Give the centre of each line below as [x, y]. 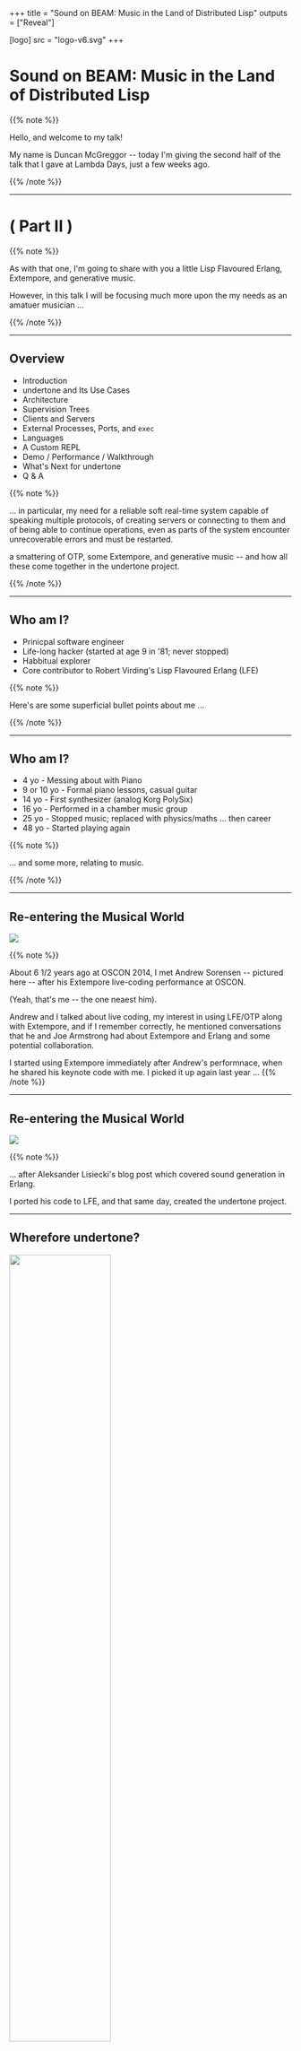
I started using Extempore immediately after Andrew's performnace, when [146, 1063]
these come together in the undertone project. [95, 566]
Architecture [45, 399]
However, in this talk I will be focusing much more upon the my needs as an [149, 295]
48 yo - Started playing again [76, 828]
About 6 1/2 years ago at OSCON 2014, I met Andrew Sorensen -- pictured [146, 973]
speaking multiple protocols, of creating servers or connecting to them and [148, 520]
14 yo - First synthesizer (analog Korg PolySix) [107, 800]
